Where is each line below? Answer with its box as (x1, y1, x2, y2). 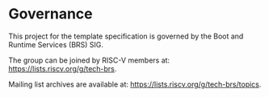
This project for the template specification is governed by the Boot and (8, 31, 244, 41)
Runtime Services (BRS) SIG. (8, 39, 103, 49)
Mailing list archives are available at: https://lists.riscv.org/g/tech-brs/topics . (8, 79, 262, 89)
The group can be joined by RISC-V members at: (8, 55, 170, 65)
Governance (8, 5, 93, 23)
